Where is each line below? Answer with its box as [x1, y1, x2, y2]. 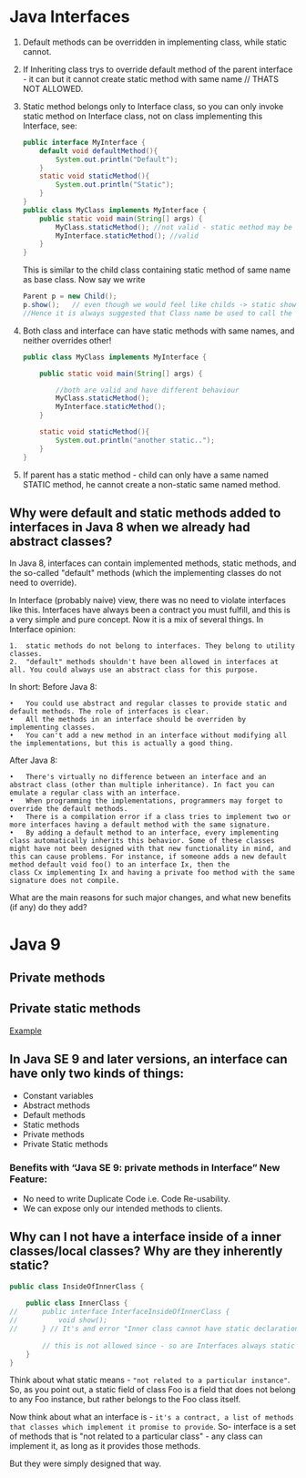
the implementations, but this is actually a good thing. [9, 739, 234, 748]
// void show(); [9, 1316, 107, 1325]
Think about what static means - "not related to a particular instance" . [9, 1374, 291, 1386]
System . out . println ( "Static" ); [56, 180, 175, 190]
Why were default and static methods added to [9, 505, 281, 520]
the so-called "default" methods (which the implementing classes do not [9, 568, 282, 579]
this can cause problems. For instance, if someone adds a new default [9, 852, 287, 862]
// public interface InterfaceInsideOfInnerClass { [9, 1308, 230, 1317]
